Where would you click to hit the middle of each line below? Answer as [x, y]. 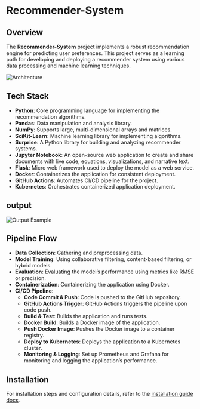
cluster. [33, 348]
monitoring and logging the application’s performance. [90, 361]
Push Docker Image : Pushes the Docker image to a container [99, 329]
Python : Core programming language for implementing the [87, 110]
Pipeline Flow [32, 239]
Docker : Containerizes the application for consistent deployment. [95, 174]
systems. [26, 148]
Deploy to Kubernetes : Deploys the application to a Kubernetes [102, 342]
